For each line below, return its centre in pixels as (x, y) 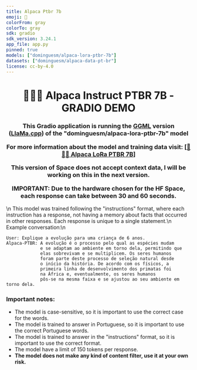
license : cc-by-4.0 (30, 66)
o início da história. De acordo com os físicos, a (104, 264)
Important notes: (30, 299)
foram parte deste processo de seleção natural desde (107, 259)
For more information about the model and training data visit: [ (96, 146)
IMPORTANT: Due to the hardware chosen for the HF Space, (98, 188)
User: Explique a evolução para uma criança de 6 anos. (76, 238)
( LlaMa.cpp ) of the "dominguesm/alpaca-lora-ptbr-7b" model (98, 134)
